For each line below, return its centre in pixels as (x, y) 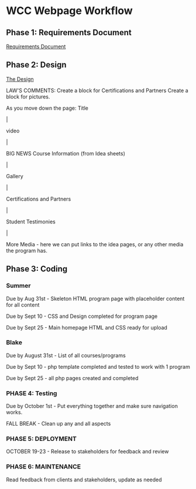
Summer (18, 286)
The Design (20, 79)
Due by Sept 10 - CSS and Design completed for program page (82, 316)
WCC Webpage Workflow (69, 11)
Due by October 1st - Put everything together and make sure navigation (92, 406)
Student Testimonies (31, 222)
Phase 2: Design (36, 65)
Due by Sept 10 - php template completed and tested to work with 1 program (98, 366)
